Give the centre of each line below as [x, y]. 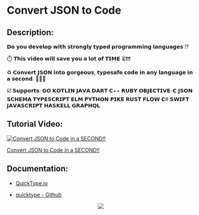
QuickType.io [32, 183]
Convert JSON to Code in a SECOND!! [53, 150]
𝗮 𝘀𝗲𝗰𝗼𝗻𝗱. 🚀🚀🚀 [27, 79]
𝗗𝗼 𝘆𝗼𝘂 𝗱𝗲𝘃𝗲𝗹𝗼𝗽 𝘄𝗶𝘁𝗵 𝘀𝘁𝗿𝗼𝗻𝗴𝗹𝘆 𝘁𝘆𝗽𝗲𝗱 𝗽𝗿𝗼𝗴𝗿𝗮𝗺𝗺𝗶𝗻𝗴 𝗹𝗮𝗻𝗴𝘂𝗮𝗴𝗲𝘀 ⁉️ [98, 46]
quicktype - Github [38, 195]
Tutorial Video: [35, 124]
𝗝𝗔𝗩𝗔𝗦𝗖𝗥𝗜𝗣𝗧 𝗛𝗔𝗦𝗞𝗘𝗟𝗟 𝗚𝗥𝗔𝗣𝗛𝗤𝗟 [54, 105]
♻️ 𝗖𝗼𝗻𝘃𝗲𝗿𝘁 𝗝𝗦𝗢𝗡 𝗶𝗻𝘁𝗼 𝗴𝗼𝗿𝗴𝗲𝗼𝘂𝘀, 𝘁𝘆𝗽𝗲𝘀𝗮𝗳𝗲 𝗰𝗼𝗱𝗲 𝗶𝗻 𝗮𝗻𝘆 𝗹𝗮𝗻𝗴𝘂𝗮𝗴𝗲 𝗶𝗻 [100, 72]
